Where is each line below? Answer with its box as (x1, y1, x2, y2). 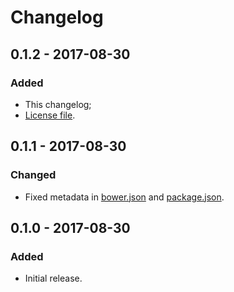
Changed (10, 168, 57, 182)
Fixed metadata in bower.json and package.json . (24, 191, 225, 203)
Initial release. (24, 272, 83, 285)
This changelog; (24, 98, 92, 110)
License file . (24, 109, 76, 121)
